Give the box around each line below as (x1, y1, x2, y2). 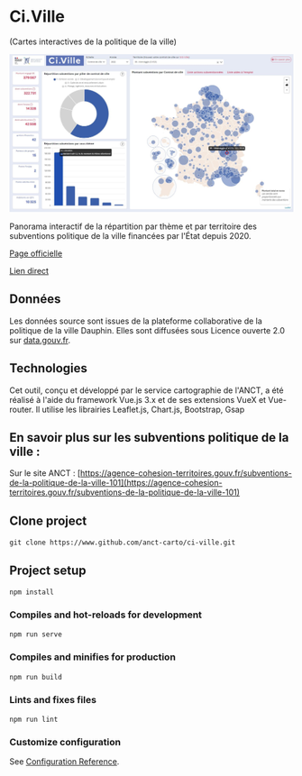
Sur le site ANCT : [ (9, 468, 81, 479)
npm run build (9, 672, 63, 681)
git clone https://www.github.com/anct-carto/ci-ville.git (9, 538, 236, 547)
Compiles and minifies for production (9, 651, 176, 663)
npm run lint (9, 715, 59, 724)
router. (9, 404, 34, 415)
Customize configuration (9, 735, 122, 748)
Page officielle (9, 248, 63, 259)
